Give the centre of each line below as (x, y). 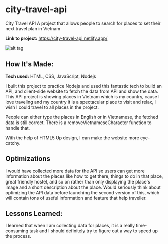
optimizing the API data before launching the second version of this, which (82, 192)
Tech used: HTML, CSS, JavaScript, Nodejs (51, 76)
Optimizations (28, 159)
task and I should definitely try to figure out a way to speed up (94, 231)
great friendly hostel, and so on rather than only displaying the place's (78, 181)
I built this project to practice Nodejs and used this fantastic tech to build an (83, 86)
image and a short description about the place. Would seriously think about (83, 187)
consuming (17, 231)
